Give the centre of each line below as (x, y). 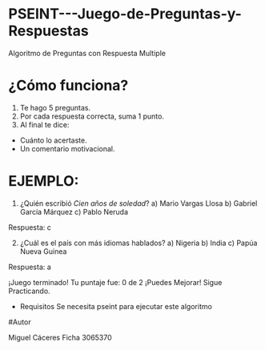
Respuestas (49, 31)
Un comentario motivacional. (67, 148)
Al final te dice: (44, 124)
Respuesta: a (30, 267)
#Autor (20, 322)
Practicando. (29, 291)
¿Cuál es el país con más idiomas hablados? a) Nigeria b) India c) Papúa (139, 243)
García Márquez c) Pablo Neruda (74, 211)
